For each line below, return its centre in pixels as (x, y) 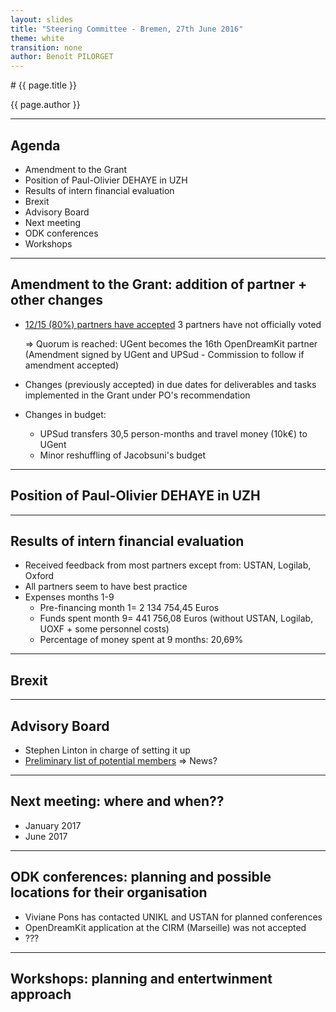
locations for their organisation (109, 892)
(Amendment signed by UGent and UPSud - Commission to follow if (164, 354)
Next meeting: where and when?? (117, 801)
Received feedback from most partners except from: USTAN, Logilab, (168, 565)
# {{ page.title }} (44, 85)
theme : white (37, 38)
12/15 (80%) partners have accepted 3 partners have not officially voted (173, 324)
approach (41, 994)
